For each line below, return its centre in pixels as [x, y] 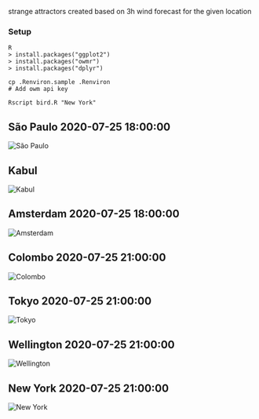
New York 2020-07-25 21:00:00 [89, 388]
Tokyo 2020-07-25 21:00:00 [80, 301]
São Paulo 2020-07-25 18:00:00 [89, 127]
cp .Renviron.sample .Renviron [59, 82]
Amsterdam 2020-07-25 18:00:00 [94, 214]
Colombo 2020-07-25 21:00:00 [87, 258]
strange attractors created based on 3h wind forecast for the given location [130, 11]
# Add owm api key [38, 89]
